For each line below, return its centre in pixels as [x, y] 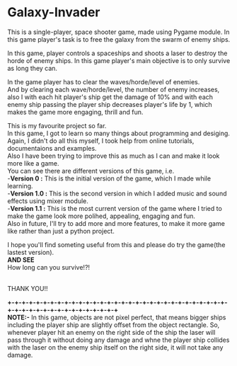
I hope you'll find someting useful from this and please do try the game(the [116, 244]
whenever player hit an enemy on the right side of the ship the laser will [111, 332]
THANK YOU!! [28, 288]
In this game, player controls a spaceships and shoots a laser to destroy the [117, 53]
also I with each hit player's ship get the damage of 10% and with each [110, 97]
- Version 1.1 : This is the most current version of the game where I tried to [115, 208]
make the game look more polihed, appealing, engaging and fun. [102, 216]
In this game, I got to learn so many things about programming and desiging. [118, 133]
